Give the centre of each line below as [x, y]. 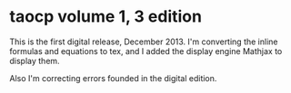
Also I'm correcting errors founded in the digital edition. [113, 78]
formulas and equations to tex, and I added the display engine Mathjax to [146, 51]
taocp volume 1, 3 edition [106, 17]
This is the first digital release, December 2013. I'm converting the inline [144, 42]
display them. [35, 60]
